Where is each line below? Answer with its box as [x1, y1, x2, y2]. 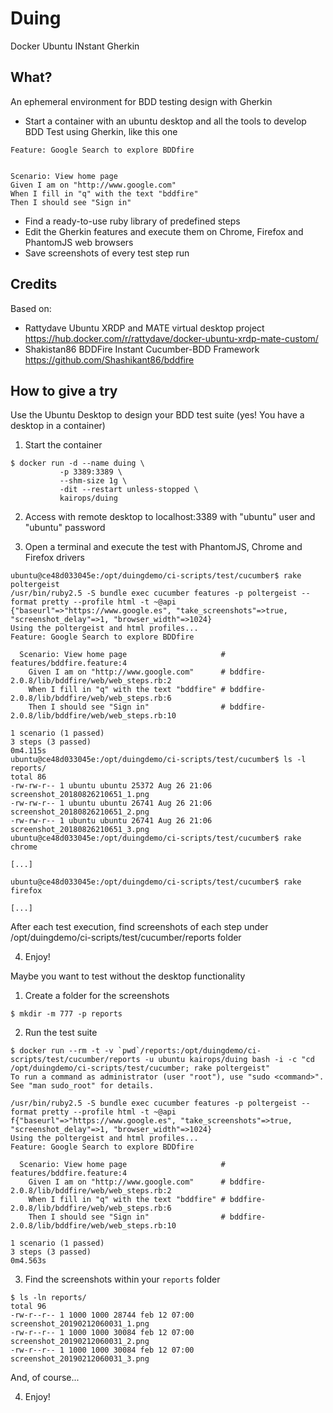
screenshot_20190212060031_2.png [10, 1337, 150, 1347]
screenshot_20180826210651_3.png [10, 825, 150, 835]
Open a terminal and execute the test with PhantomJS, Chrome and [24, 541, 303, 553]
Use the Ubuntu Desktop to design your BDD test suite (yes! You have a [10, 409, 305, 421]
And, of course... [10, 1372, 80, 1384]
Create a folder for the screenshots [24, 990, 170, 1002]
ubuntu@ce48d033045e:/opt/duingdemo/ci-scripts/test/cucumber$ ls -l [10, 755, 307, 765]
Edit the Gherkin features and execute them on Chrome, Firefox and [24, 225, 304, 237]
